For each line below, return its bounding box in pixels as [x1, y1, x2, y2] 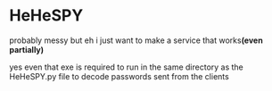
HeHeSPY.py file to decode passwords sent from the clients [9, 70, 229, 81]
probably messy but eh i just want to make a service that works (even [9, 35, 263, 45]
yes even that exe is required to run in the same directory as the [9, 62, 243, 72]
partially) [9, 44, 45, 54]
